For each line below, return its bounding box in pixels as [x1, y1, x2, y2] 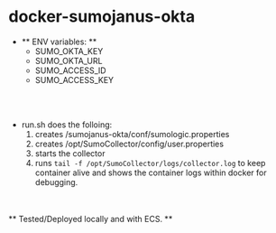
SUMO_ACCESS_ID [34, 65, 106, 76]
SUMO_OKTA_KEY [34, 45, 104, 56]
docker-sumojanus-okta [8, 6, 196, 27]
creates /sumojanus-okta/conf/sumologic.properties [34, 128, 230, 139]
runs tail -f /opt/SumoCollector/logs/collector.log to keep [34, 157, 266, 168]
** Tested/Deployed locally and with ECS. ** [8, 213, 173, 224]
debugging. [34, 176, 78, 187]
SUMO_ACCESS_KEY [34, 74, 115, 85]
